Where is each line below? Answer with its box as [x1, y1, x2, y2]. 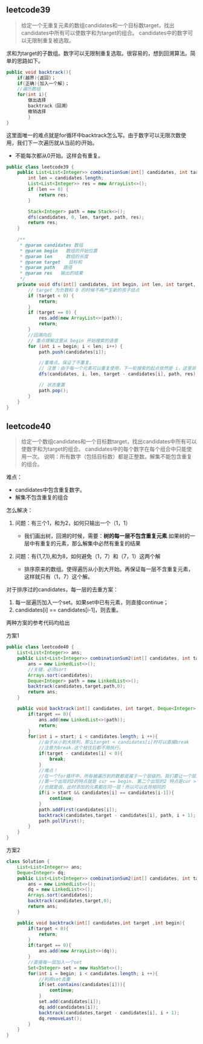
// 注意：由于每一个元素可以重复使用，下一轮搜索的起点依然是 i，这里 [38, 366, 192, 372]
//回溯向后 [28, 332, 52, 338]
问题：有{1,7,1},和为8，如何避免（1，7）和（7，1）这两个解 [14, 553, 161, 560]
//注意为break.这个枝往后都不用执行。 [38, 745, 124, 751]
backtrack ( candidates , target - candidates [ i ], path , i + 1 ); [38, 812, 196, 818]
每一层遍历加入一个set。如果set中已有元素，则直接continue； [14, 599, 169, 606]
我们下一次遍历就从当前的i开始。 [16, 139, 98, 146]
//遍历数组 [17, 86, 41, 92]
